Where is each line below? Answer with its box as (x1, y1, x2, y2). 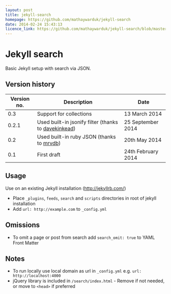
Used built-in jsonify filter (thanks (37, 118, 118, 126)
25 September (124, 118, 159, 126)
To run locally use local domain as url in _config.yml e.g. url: (12, 268, 141, 274)
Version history (5, 80, 55, 89)
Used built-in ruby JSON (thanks (37, 133, 116, 140)
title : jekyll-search (5, 12, 51, 17)
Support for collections (37, 110, 92, 117)
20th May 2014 (124, 136, 162, 143)
